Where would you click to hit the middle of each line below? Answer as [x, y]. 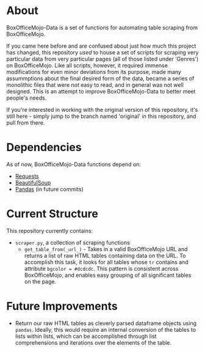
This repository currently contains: [50, 230]
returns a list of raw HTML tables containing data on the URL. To [105, 255]
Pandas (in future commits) [49, 189]
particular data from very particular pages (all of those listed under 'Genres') [103, 59]
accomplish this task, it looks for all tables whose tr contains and [106, 262]
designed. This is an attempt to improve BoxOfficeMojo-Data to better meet [101, 91]
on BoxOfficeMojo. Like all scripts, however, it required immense [87, 65]
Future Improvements [62, 306]
